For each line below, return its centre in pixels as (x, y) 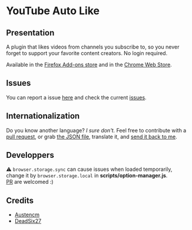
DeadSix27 (28, 221)
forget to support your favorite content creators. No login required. (87, 53)
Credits (20, 200)
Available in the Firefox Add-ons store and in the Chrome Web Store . (89, 64)
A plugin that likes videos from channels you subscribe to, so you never (93, 47)
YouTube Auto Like (53, 11)
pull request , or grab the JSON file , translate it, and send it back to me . (92, 137)
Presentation (30, 33)
